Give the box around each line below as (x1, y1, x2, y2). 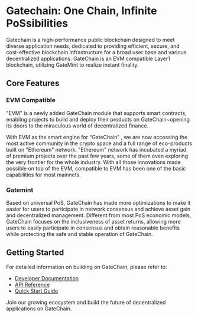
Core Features (6, 78, 60, 88)
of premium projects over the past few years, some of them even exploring (6, 152, 188, 159)
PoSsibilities (6, 17, 69, 30)
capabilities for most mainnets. (6, 171, 81, 178)
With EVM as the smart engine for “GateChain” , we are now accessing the (6, 133, 188, 140)
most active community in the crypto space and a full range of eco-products (6, 140, 192, 147)
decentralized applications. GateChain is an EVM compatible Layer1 (6, 55, 170, 62)
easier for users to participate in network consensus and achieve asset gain (6, 205, 191, 212)
